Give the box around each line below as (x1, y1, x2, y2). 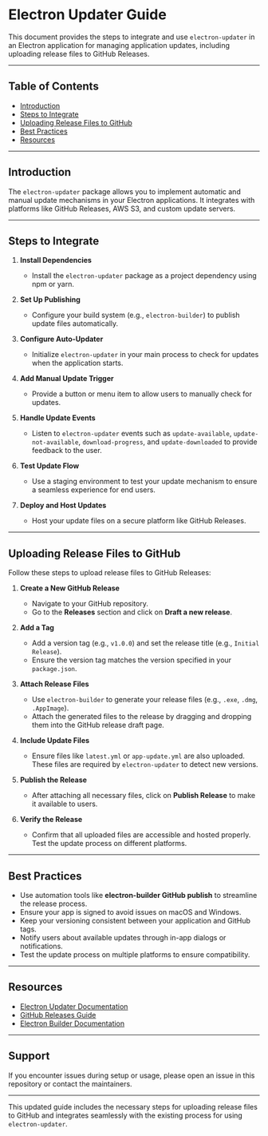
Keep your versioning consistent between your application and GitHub (19, 916, 251, 925)
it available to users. (31, 799, 98, 808)
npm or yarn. (31, 280, 74, 289)
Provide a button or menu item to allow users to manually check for (31, 389, 253, 399)
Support (8, 1049, 50, 1063)
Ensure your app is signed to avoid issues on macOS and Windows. (19, 908, 242, 916)
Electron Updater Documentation (19, 1001, 128, 1011)
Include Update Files (19, 736, 90, 745)
